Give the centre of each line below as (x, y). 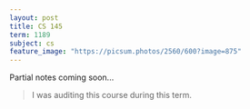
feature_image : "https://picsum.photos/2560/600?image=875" (126, 52)
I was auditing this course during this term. (112, 95)
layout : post (34, 18)
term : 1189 (30, 35)
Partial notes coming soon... (62, 77)
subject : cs (32, 43)
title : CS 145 (36, 26)
